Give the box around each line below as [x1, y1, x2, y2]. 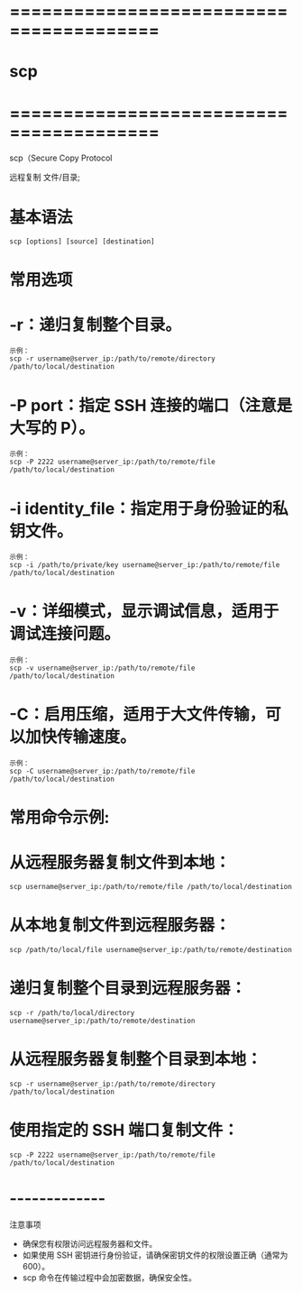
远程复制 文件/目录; [9, 172, 81, 183]
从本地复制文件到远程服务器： [9, 915, 232, 936]
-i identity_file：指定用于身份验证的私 [9, 498, 288, 518]
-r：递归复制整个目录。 [9, 315, 182, 334]
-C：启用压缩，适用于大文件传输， [9, 704, 266, 725]
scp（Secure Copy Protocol [9, 152, 113, 163]
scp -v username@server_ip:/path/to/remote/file [9, 664, 196, 673]
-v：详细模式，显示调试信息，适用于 [9, 601, 279, 622]
